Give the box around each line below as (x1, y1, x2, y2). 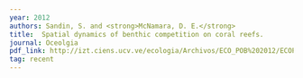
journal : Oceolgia (9, 38, 78, 48)
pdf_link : (9, 47, 47, 56)
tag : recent (9, 55, 54, 64)
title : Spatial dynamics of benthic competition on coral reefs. (9, 30, 264, 39)
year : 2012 (9, 13, 50, 22)
